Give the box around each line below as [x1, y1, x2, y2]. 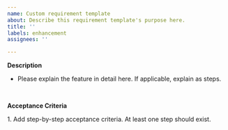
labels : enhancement [7, 29, 68, 37]
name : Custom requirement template [7, 10, 111, 17]
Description [7, 61, 43, 70]
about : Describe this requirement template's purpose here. [7, 17, 186, 24]
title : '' [7, 23, 36, 30]
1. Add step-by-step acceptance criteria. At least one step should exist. [7, 115, 211, 124]
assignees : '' [7, 36, 49, 43]
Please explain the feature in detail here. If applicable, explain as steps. [17, 74, 222, 83]
